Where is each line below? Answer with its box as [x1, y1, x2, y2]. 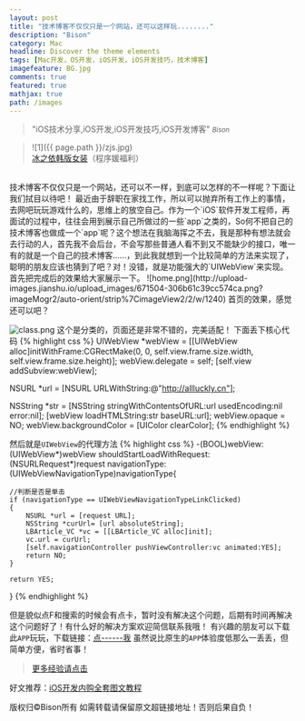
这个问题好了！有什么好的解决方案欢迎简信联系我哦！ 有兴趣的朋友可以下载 [9, 621, 290, 632]
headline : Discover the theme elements [9, 47, 161, 56]
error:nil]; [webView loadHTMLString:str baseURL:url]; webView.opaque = [9, 410, 286, 421]
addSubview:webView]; [9, 366, 98, 376]
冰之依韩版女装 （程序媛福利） [31, 153, 143, 164]
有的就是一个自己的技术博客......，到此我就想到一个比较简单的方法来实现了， [9, 250, 294, 261]
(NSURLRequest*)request [9, 458, 106, 469]
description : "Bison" [9, 30, 92, 39]
